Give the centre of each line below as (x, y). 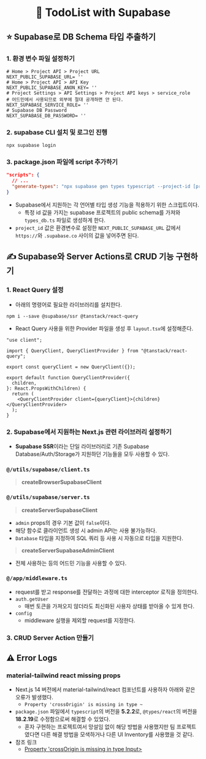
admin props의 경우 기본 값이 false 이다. (63, 522)
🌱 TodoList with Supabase (103, 13)
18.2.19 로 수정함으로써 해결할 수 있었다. (63, 719)
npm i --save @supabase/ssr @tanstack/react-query (72, 316)
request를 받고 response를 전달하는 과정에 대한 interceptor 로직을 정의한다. (107, 592)
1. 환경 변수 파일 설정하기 (41, 58)
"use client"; (25, 340)
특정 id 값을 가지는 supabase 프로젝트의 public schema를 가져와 (102, 212)
